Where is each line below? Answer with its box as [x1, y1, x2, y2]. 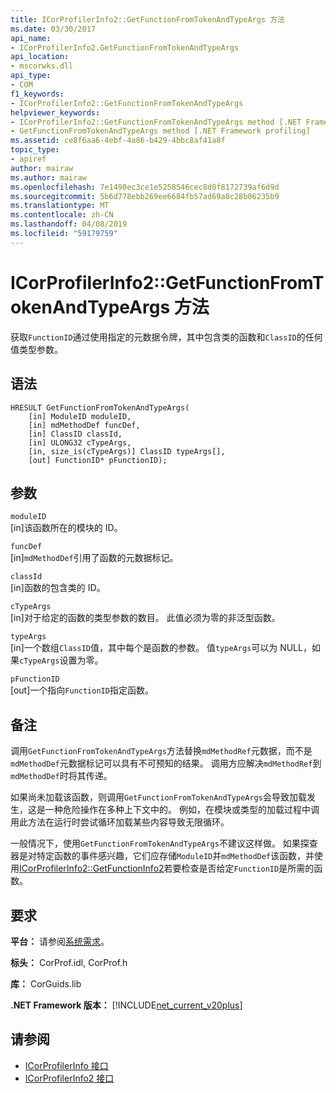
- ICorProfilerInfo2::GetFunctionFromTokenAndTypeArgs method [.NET [10, 117, 302, 127]
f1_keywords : [10, 89, 65, 99]
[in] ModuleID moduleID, [28, 411, 132, 421]
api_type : [10, 71, 52, 81]
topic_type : [10, 145, 60, 155]
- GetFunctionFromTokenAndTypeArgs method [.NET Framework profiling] [10, 126, 311, 136]
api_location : [10, 52, 70, 62]
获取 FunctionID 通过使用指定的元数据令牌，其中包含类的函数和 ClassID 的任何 [10, 331, 323, 343]
